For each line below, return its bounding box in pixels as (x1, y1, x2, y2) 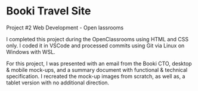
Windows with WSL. (6, 48, 55, 55)
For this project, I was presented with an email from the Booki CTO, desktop (6, 60, 192, 67)
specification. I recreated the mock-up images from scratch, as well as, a (6, 72, 185, 80)
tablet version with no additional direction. (6, 79, 109, 86)
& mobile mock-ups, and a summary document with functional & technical (6, 66, 188, 73)
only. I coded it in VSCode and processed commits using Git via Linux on (6, 42, 185, 49)
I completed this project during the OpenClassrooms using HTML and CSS (6, 35, 189, 43)
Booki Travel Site (6, 4, 91, 18)
